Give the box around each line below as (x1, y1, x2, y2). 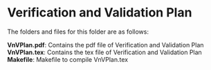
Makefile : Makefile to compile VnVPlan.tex (7, 55, 129, 63)
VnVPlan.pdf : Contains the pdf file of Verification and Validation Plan (7, 40, 204, 49)
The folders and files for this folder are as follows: (7, 27, 149, 36)
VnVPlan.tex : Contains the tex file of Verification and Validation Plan (7, 48, 202, 56)
